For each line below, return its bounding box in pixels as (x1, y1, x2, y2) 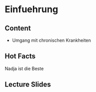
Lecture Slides (5, 80, 51, 89)
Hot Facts (5, 52, 36, 60)
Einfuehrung (5, 4, 59, 15)
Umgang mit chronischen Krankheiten (12, 37, 91, 43)
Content (5, 24, 31, 33)
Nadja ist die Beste (5, 65, 44, 72)
